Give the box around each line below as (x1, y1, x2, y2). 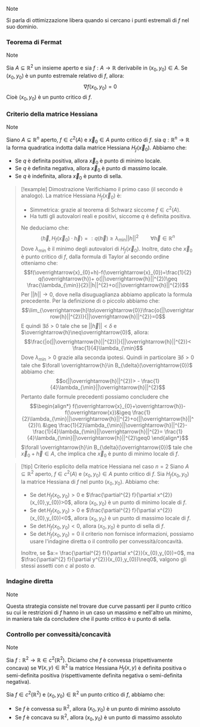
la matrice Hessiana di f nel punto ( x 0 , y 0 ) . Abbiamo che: (20, 478, 159, 487)
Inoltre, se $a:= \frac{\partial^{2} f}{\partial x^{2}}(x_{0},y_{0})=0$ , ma (20, 550, 195, 557)
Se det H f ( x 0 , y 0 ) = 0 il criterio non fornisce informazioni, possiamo (29, 530, 194, 539)
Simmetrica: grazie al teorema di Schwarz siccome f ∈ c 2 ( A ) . (29, 205, 181, 213)
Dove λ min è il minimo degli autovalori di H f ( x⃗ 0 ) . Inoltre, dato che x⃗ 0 (20, 245, 193, 254)
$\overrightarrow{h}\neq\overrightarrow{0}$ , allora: (20, 328, 149, 336)
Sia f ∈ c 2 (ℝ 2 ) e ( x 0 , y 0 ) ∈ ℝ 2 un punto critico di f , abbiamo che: (6, 690, 165, 699)
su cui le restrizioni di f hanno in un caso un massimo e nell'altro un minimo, (6, 608, 193, 616)
